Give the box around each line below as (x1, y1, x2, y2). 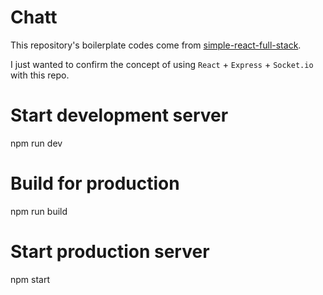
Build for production (10, 172, 180, 195)
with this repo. (10, 69, 70, 81)
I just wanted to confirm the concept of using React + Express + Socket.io (10, 58, 314, 70)
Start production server (10, 241, 210, 263)
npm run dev (10, 137, 63, 149)
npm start (10, 273, 51, 285)
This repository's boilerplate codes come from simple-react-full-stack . (10, 39, 302, 51)
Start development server (10, 104, 229, 127)
